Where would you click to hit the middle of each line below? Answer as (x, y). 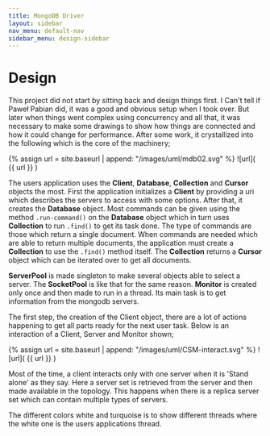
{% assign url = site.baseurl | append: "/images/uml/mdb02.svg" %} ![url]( (132, 159)
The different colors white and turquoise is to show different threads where (133, 415)
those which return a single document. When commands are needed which (133, 235)
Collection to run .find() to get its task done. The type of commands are (130, 226)
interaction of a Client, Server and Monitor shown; (91, 334)
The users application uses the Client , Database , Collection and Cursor (129, 183)
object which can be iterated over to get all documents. (100, 260)
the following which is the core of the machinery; (89, 143)
